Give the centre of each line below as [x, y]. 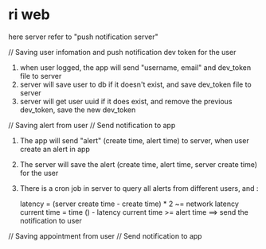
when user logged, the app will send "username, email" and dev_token [135, 67]
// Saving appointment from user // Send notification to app [105, 235]
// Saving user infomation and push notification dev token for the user [122, 52]
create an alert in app [55, 149]
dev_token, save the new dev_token [78, 110]
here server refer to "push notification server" [84, 37]
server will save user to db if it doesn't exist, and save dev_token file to [136, 84]
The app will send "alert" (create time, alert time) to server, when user [134, 140]
